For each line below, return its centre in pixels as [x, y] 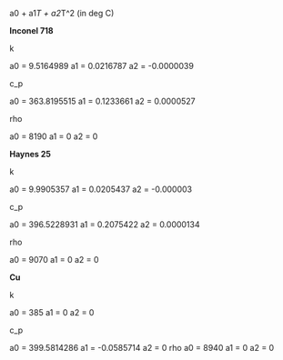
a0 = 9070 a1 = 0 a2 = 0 [54, 260]
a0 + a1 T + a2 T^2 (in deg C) [62, 13]
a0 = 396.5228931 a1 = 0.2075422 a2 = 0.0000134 [105, 225]
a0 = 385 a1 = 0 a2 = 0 [52, 312]
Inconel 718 [31, 30]
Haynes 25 [30, 154]
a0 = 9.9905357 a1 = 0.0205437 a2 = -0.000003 [101, 189]
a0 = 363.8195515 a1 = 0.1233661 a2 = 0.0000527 [102, 101]
